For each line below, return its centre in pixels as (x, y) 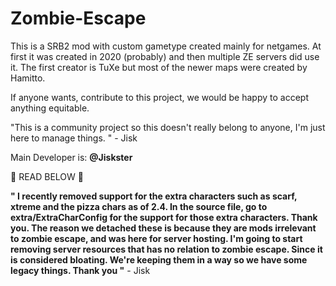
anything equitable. (50, 108)
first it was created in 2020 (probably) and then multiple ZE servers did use (165, 56)
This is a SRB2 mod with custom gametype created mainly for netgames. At (166, 46)
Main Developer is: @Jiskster (71, 157)
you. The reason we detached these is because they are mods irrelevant (163, 228)
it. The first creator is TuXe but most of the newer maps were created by (159, 67)
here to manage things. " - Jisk (74, 138)
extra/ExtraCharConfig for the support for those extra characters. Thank (164, 217)
